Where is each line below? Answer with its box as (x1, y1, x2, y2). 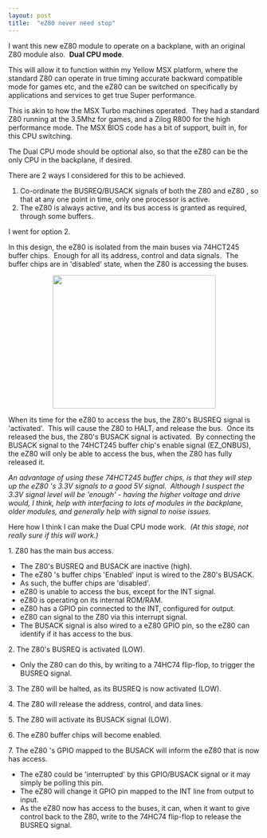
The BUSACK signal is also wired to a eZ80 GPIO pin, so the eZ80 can (19, 621, 249, 630)
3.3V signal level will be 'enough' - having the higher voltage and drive (8, 490, 241, 499)
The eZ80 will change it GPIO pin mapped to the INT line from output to (19, 786, 254, 797)
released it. (8, 457, 45, 467)
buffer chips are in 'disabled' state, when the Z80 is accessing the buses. (8, 259, 249, 268)
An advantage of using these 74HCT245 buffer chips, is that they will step (8, 473, 253, 483)
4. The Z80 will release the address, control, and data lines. (8, 699, 203, 709)
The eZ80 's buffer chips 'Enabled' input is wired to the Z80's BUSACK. (19, 570, 255, 580)
